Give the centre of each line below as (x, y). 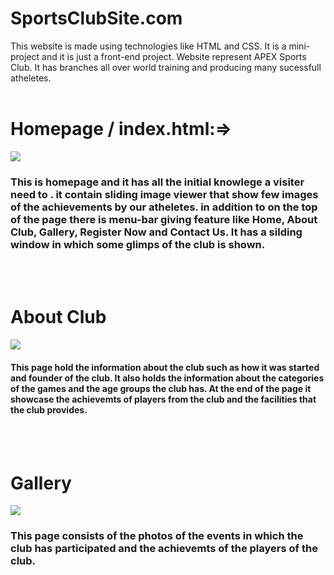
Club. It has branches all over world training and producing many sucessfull (166, 67)
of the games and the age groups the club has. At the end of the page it (161, 388)
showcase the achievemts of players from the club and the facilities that (163, 399)
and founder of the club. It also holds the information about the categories (167, 378)
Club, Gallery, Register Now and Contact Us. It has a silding (156, 232)
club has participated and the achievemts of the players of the (164, 549)
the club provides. (49, 409)
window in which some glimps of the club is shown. (138, 244)
